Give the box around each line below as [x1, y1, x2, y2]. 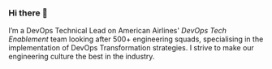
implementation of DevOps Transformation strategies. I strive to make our [8, 43, 254, 53]
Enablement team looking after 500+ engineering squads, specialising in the [8, 34, 264, 44]
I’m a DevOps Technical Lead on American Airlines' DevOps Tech [8, 26, 227, 36]
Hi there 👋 [8, 7, 49, 19]
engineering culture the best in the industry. [8, 52, 155, 62]
